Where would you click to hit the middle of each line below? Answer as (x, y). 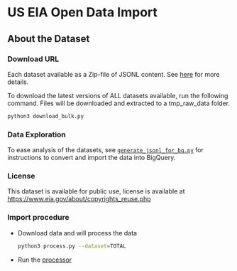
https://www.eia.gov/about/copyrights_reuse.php (79, 199)
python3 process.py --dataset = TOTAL (72, 246)
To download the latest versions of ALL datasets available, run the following (118, 95)
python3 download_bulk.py (45, 116)
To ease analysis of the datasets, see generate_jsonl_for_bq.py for (105, 150)
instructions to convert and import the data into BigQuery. (92, 158)
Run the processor (45, 260)
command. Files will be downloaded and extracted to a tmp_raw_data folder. (119, 103)
